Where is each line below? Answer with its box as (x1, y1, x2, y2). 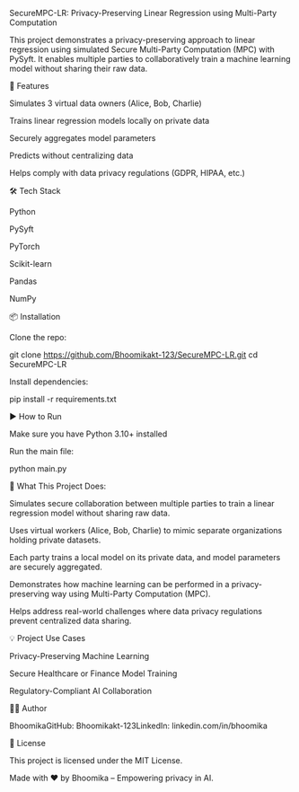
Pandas (9, 276, 38, 286)
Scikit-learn (9, 259, 52, 268)
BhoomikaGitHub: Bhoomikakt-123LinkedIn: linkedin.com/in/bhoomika (9, 720, 268, 731)
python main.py (9, 463, 67, 474)
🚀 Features (9, 81, 49, 91)
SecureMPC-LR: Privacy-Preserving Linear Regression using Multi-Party (9, 8, 277, 18)
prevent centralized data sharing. (9, 615, 132, 626)
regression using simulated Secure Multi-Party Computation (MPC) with (9, 44, 276, 55)
